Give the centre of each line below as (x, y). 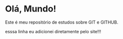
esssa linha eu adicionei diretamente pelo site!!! (53, 31)
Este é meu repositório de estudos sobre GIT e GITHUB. (62, 22)
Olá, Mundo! (31, 9)
